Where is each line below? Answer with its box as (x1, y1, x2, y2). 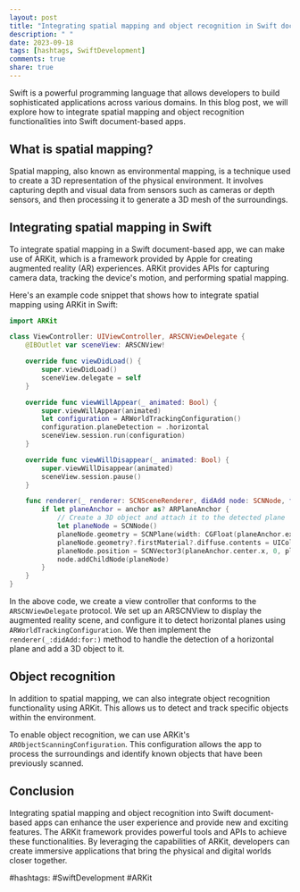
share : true (9, 63, 54, 72)
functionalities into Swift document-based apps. (9, 115, 186, 126)
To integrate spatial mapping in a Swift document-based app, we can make (9, 243, 286, 255)
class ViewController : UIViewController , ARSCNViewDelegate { (9, 332, 246, 341)
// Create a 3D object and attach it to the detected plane (56, 513, 286, 523)
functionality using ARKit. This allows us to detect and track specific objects (9, 703, 288, 713)
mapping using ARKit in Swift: (9, 299, 119, 309)
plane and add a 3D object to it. (9, 644, 125, 653)
